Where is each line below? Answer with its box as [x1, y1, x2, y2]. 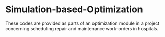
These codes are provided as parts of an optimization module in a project [5, 20, 160, 26]
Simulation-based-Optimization [5, 4, 143, 15]
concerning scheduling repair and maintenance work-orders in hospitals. [5, 25, 159, 31]
